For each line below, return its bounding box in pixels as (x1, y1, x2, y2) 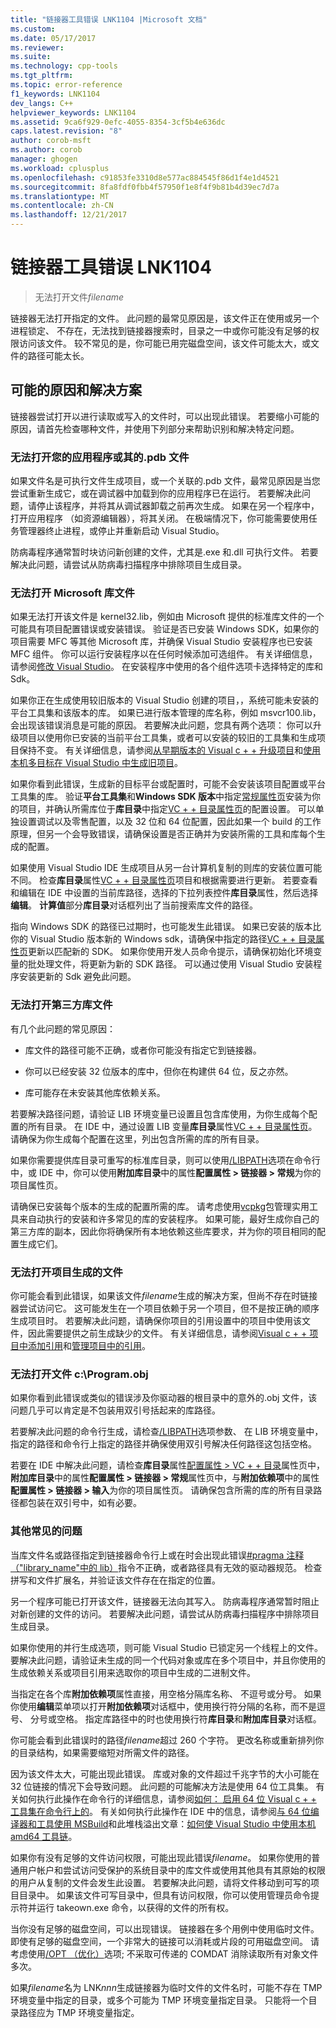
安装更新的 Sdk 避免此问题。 (18, 971, 137, 983)
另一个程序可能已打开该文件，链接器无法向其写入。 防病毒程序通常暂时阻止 (10, 1595, 320, 1607)
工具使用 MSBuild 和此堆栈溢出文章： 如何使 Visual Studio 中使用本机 (36, 1817, 317, 1830)
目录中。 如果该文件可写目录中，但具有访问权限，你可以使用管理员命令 (18, 1889, 311, 1901)
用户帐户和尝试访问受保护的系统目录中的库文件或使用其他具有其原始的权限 (18, 1864, 326, 1876)
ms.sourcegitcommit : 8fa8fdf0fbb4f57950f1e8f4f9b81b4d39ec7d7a (10, 182, 280, 192)
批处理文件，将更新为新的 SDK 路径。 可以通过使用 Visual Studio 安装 (27, 958, 314, 970)
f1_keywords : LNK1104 (10, 89, 101, 99)
